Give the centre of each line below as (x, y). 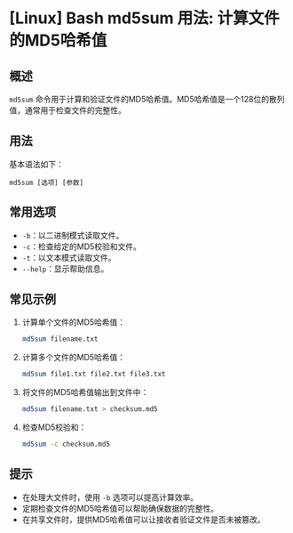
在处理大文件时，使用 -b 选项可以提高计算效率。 (110, 497)
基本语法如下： (36, 164)
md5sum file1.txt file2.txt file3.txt (94, 375)
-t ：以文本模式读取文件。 (69, 257)
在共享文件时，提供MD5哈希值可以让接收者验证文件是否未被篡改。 (143, 519)
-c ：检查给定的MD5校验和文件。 (82, 246)
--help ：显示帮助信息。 (65, 269)
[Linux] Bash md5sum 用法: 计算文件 (144, 18)
